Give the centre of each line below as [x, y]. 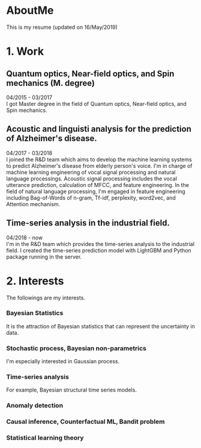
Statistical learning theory [45, 438]
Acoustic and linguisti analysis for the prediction [99, 129]
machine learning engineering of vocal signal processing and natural [91, 172]
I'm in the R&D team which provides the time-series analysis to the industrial [100, 244]
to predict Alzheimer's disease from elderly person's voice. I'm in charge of [100, 165]
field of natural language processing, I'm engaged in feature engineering [96, 191]
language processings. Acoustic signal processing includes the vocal [91, 179]
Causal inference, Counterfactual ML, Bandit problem [85, 422]
